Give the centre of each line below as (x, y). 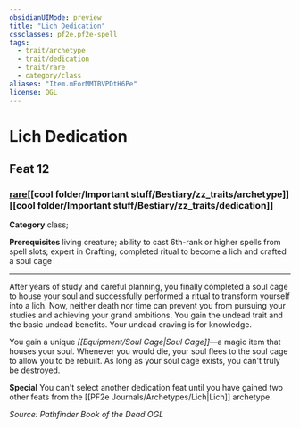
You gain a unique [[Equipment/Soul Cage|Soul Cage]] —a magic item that (145, 342)
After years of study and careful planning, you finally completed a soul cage (149, 287)
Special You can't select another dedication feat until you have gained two (146, 388)
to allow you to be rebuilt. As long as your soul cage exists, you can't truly (145, 361)
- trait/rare (42, 68)
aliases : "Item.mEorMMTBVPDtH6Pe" (74, 84)
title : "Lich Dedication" (57, 26)
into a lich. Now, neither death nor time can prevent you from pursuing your (147, 306)
